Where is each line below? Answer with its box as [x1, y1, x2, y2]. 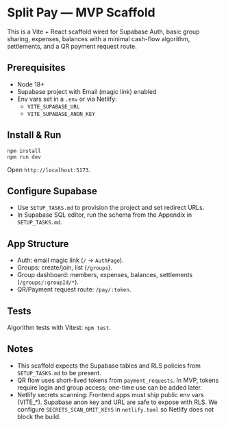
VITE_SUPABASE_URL [27, 103, 80, 110]
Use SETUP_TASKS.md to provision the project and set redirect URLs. [16, 204, 205, 212]
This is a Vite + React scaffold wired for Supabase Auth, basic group [7, 27, 200, 36]
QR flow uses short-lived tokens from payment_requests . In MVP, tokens [16, 376, 219, 384]
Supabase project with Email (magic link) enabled [16, 87, 157, 95]
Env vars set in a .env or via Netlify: [16, 95, 118, 103]
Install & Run [7, 129, 62, 141]
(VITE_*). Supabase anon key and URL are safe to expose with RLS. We [16, 398, 218, 406]
